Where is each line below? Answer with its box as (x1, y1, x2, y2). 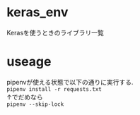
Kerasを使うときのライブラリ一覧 (6, 28, 104, 37)
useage (6, 54, 52, 70)
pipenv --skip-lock (6, 100, 64, 108)
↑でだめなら (6, 92, 43, 101)
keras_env (6, 4, 69, 20)
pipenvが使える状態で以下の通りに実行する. (6, 78, 134, 86)
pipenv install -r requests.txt (6, 85, 102, 92)
